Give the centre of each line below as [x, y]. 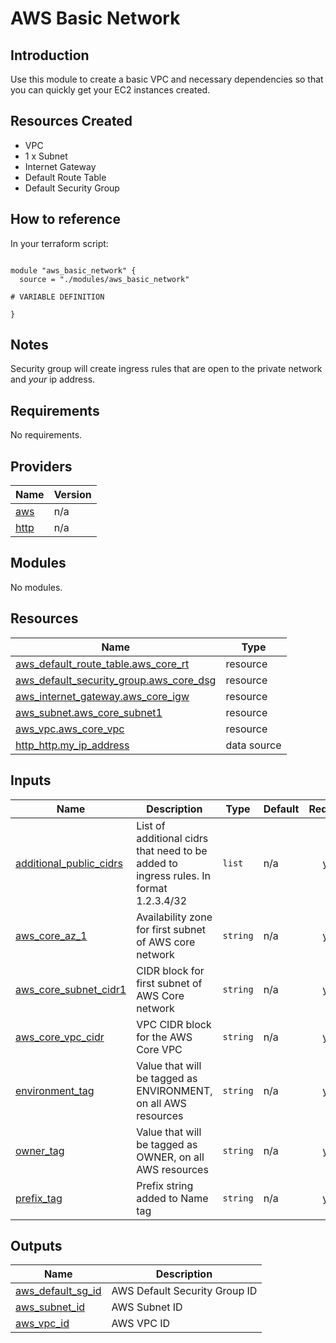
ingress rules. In [174, 875]
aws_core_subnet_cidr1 [71, 989]
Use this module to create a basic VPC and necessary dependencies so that [167, 79]
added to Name [172, 1198]
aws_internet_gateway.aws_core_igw [102, 696]
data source [253, 745]
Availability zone [174, 917]
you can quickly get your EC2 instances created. [110, 90]
